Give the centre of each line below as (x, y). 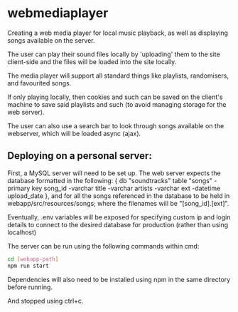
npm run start (28, 266)
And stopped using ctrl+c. (45, 301)
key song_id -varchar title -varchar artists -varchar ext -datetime (126, 188)
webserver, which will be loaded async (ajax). (74, 133)
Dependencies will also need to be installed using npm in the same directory (119, 279)
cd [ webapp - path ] (33, 259)
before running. (30, 287)
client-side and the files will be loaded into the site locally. (92, 61)
